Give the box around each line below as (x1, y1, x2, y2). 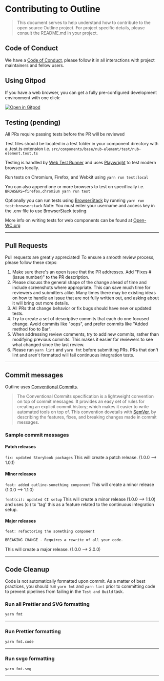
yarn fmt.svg (5, 666, 32, 671)
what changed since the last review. (12, 342, 84, 348)
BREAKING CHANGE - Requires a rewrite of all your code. (5, 538, 123, 543)
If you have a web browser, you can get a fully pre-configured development (5, 89, 157, 95)
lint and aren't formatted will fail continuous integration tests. (12, 352, 135, 358)
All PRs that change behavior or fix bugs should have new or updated (12, 306, 152, 311)
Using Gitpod (5, 77, 46, 85)
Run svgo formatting (5, 655, 55, 662)
